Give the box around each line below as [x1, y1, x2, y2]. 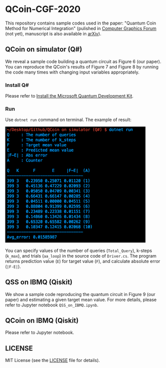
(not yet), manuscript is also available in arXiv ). [5, 30, 102, 36]
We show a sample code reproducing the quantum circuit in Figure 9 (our [5, 291, 156, 297]
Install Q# [5, 81, 29, 88]
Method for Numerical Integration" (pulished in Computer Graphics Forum [5, 25, 157, 31]
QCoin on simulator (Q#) [5, 45, 82, 53]
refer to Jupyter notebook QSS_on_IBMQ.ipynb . [5, 301, 99, 308]
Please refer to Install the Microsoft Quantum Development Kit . [5, 93, 134, 99]
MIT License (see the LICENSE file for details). [5, 357, 100, 363]
